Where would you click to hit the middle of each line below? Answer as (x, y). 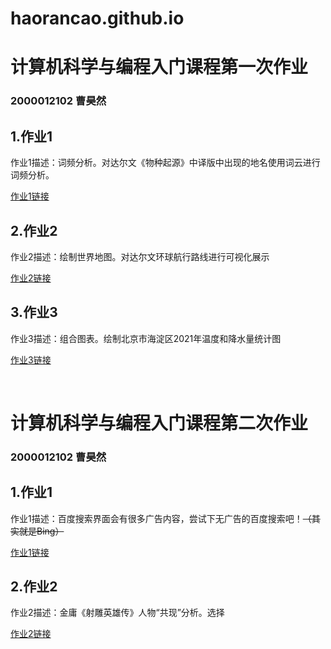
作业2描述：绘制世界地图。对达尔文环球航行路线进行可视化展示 (140, 256)
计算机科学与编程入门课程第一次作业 (159, 67)
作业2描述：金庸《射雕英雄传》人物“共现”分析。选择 (117, 613)
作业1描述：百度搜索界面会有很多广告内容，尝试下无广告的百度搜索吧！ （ (161, 518)
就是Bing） (41, 531)
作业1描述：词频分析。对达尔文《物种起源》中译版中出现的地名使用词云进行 (165, 163)
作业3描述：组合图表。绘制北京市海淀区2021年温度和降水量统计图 (146, 338)
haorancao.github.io (97, 18)
